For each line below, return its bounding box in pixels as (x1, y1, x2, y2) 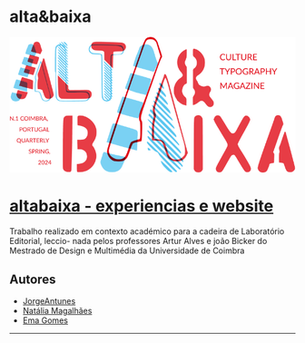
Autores (9, 271, 56, 287)
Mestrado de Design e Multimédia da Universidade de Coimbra (9, 245, 245, 256)
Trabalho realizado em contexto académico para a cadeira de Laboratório (9, 226, 285, 237)
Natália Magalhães (22, 305, 93, 316)
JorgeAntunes (22, 295, 76, 306)
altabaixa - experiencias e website (9, 196, 274, 217)
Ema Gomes (22, 315, 68, 326)
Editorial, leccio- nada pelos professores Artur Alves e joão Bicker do (9, 236, 268, 247)
